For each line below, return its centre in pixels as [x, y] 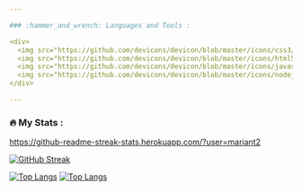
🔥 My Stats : [36, 122]
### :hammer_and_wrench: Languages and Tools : [100, 25]
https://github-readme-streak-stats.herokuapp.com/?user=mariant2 [135, 142]
